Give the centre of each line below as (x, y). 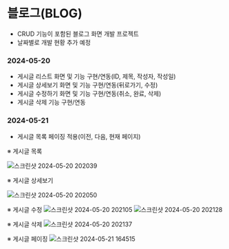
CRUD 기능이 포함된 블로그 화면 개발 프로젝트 (78, 34)
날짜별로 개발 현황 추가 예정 (54, 42)
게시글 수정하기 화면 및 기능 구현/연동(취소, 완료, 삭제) (89, 94)
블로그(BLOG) (45, 13)
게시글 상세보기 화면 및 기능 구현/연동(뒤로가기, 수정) (87, 85)
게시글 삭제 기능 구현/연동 (51, 102)
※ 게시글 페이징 (28, 239)
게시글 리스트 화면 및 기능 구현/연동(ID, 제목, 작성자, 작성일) (97, 76)
